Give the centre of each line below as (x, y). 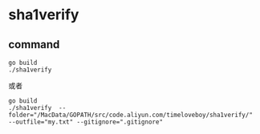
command (34, 45)
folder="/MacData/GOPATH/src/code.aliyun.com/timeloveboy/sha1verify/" (130, 115)
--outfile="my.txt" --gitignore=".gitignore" (85, 122)
